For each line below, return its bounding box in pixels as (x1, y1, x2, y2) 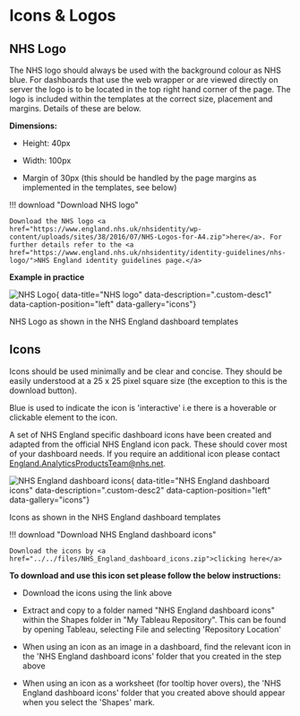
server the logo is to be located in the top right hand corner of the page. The (9, 84, 291, 94)
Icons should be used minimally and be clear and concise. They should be (9, 365, 283, 377)
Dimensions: (9, 120, 58, 131)
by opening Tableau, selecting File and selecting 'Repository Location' (21, 624, 282, 634)
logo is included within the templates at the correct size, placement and (9, 93, 273, 104)
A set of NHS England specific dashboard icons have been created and (9, 429, 272, 440)
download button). (9, 385, 78, 396)
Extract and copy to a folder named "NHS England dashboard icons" (21, 605, 275, 616)
